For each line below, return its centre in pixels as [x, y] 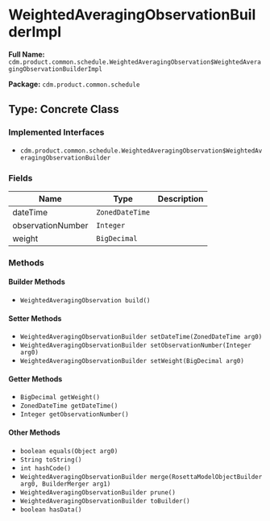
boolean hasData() [51, 510]
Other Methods [34, 432]
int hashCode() [46, 468]
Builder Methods [37, 282]
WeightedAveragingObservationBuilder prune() [98, 492]
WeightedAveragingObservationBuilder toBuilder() [105, 501]
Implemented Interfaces [56, 132]
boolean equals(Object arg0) [69, 451]
